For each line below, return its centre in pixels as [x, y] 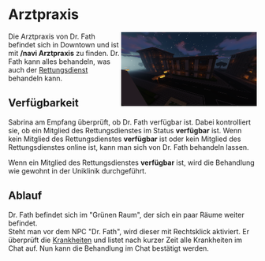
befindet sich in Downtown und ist [64, 44]
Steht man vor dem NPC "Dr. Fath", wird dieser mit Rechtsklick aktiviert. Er [129, 231]
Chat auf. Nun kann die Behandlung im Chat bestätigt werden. [108, 248]
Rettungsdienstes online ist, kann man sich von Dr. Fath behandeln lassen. [129, 147]
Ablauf [25, 196]
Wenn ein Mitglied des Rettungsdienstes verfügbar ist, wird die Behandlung [131, 162]
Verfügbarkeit [43, 103]
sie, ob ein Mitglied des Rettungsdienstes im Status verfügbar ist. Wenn [125, 130]
